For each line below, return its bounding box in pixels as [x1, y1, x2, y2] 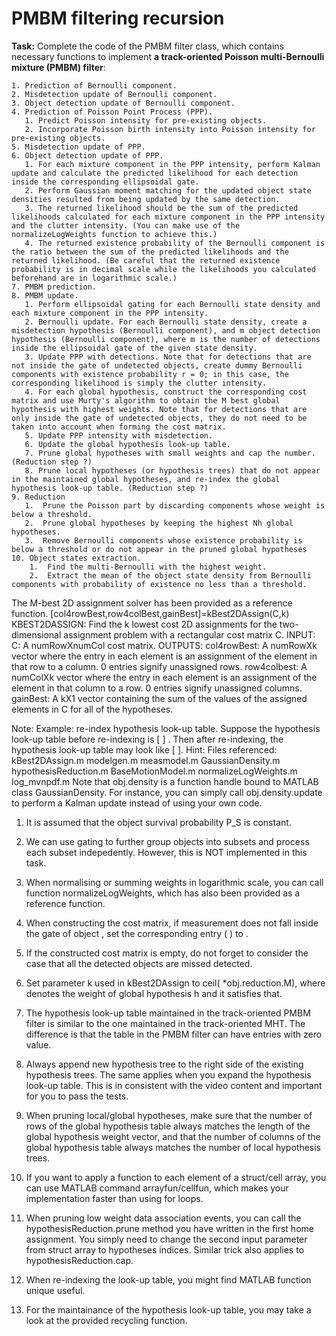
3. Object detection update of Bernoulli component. [11, 98, 236, 108]
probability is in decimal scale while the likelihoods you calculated [11, 264, 316, 274]
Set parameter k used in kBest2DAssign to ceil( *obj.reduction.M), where [25, 977, 326, 989]
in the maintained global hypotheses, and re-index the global [11, 474, 281, 484]
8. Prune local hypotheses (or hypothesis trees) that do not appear [24, 465, 321, 476]
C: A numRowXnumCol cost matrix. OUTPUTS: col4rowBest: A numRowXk [11, 639, 318, 651]
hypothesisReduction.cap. [25, 1254, 134, 1266]
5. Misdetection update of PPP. [11, 142, 146, 152]
